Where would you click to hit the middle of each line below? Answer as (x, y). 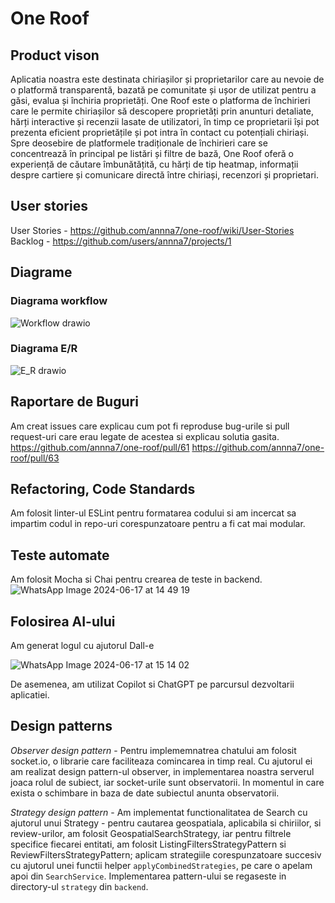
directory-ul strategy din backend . (79, 886)
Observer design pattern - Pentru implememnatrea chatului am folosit (153, 750)
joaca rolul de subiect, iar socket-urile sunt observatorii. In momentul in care (167, 782)
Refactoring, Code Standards (103, 489)
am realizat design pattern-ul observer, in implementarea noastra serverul (162, 771)
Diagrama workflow (59, 301)
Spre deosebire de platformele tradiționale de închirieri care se (139, 143)
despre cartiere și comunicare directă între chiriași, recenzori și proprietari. (164, 175)
